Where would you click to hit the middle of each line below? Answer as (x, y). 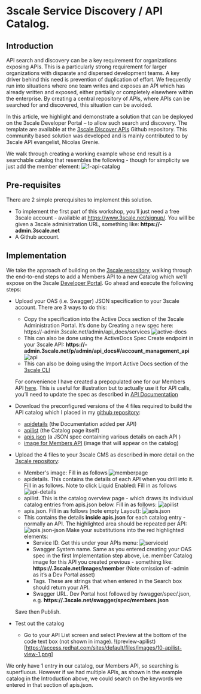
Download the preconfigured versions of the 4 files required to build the (103, 405)
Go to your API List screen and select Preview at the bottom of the (105, 635)
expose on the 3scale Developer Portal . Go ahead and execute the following (100, 283)
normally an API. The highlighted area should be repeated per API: (105, 524)
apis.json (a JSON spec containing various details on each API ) (102, 437)
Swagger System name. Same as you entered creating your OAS (112, 549)
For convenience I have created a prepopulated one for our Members (100, 381)
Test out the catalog (39, 623)
